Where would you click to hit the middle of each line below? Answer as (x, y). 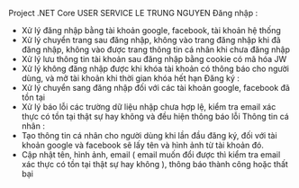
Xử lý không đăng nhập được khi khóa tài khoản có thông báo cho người (155, 68)
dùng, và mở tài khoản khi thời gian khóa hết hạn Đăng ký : (130, 78)
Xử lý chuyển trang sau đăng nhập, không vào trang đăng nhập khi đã (151, 40)
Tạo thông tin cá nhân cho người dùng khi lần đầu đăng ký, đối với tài (149, 135)
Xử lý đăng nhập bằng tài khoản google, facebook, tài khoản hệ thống (151, 30)
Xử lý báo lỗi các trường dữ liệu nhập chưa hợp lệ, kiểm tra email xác (149, 107)
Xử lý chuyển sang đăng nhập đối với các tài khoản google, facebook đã (155, 88)
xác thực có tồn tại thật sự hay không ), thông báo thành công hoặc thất (155, 164)
